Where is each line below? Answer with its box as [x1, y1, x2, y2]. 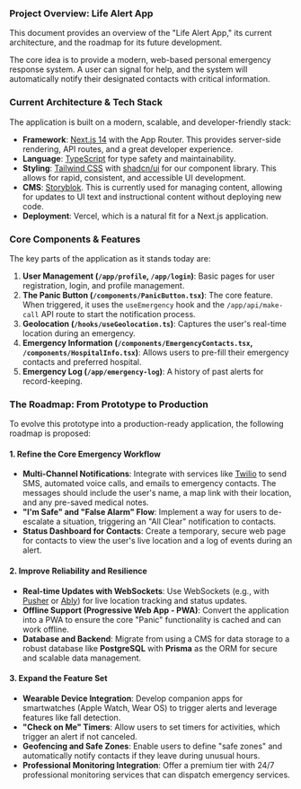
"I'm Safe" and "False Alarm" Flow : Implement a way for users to [22, 507, 267, 518]
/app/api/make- [226, 300, 284, 310]
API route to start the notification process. [40, 308, 196, 319]
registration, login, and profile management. [22, 279, 185, 290]
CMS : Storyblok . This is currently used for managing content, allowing [22, 182, 283, 192]
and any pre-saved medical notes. [22, 497, 150, 508]
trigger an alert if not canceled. [22, 731, 137, 741]
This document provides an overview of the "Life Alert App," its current [9, 28, 272, 39]
